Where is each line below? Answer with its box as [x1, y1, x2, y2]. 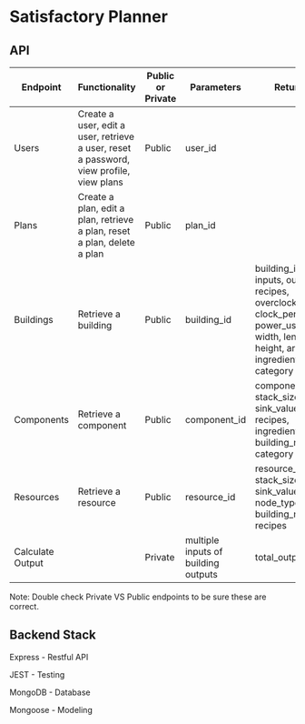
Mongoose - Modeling [9, 704, 93, 715]
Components [14, 414, 70, 426]
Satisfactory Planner [9, 6, 168, 27]
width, [254, 330, 281, 343]
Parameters [190, 81, 242, 93]
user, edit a [77, 119, 125, 131]
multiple [184, 534, 220, 547]
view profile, [77, 165, 131, 176]
